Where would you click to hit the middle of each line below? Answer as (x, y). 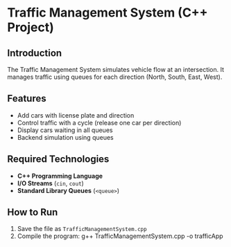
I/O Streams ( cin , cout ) (51, 183)
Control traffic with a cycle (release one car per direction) (99, 122)
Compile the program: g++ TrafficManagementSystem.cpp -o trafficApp (120, 236)
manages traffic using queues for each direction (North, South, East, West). (115, 77)
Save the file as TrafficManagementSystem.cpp (82, 229)
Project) (31, 27)
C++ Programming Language (60, 176)
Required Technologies (58, 159)
